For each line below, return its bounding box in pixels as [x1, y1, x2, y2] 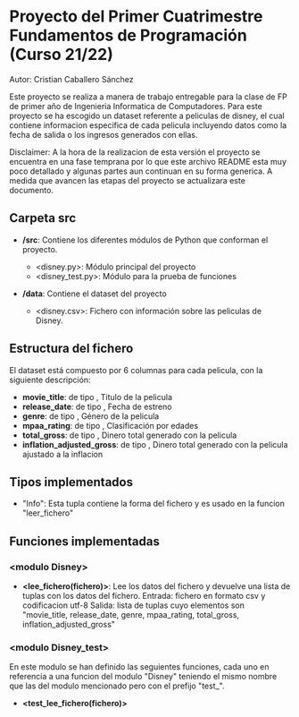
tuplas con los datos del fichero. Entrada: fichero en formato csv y [21, 591, 266, 602]
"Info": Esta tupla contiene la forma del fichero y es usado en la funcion [21, 499, 286, 509]
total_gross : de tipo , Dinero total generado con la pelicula [21, 430, 237, 440]
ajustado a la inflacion [21, 448, 104, 459]
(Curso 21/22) [9, 45, 113, 64]
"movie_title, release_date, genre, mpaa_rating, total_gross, [21, 610, 239, 620]
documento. [9, 184, 54, 195]
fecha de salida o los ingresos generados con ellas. [9, 129, 198, 140]
